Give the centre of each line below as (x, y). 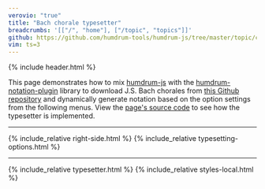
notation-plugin (33, 91)
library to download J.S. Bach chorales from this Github (149, 91)
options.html (28, 147)
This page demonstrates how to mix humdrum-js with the (101, 83)
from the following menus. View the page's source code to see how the (124, 108)
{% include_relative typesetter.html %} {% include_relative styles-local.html (131, 169)
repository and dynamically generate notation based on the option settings (129, 99)
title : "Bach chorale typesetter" (65, 23)
